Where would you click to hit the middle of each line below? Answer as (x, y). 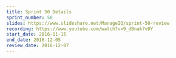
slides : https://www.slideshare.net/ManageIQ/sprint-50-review (88, 23)
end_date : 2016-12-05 (34, 40)
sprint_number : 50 (29, 18)
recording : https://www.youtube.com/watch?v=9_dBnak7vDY (80, 29)
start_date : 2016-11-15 (36, 34)
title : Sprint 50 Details (39, 12)
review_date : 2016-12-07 (38, 46)
